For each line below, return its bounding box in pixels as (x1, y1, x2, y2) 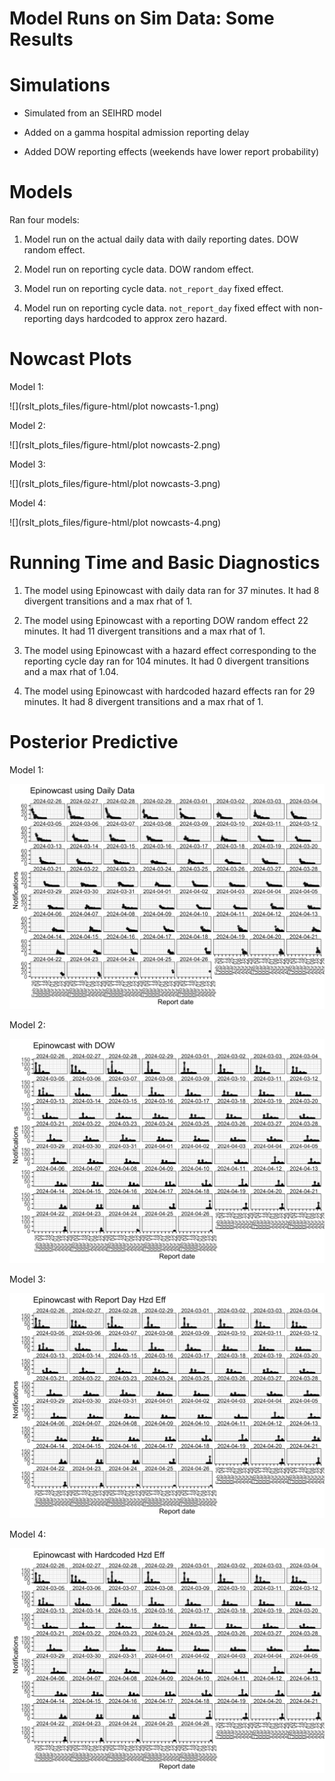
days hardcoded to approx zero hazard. (64, 313, 227, 325)
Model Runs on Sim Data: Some (9, 7, 275, 30)
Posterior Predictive (9, 731, 179, 754)
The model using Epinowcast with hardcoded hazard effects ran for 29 (23, 685, 316, 697)
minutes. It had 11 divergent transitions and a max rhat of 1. (23, 625, 266, 637)
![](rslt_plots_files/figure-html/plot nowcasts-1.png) (9, 400, 220, 412)
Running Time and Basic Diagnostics (9, 552, 321, 574)
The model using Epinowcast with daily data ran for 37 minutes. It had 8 (23, 584, 320, 596)
